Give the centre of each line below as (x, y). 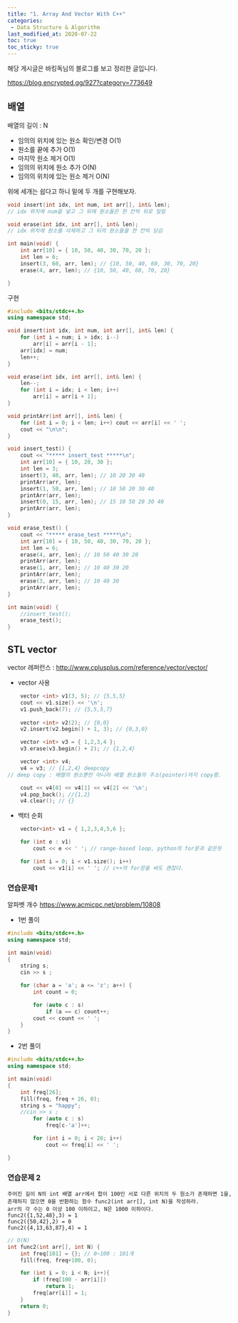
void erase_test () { (38, 528)
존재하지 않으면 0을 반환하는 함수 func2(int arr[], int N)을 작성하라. (103, 1201)
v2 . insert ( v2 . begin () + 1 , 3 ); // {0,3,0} (84, 729)
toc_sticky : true (33, 47)
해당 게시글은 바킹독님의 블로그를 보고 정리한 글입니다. (83, 68)
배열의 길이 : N (28, 125)
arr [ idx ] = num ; (45, 350)
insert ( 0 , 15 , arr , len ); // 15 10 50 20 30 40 (92, 502)
